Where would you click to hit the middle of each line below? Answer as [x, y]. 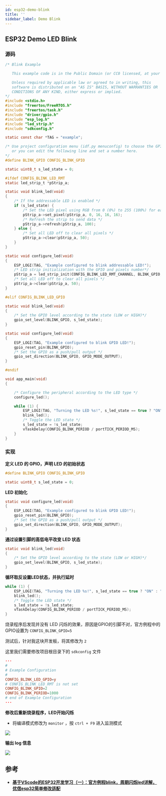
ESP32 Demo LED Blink [41, 39]
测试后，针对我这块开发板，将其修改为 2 [46, 641]
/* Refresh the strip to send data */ [63, 219]
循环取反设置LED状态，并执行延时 [40, 577]
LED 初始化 [16, 492]
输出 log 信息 [18, 743]
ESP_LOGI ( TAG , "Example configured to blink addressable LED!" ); [83, 265]
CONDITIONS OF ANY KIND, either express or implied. [67, 92]
